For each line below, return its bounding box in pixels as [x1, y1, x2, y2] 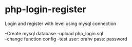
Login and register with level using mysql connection [5, 20, 117, 27]
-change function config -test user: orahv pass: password [5, 36, 127, 42]
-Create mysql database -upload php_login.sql [5, 30, 103, 36]
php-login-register [5, 4, 86, 15]
